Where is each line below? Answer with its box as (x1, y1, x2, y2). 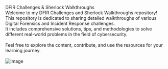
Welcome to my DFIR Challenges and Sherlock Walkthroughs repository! (5, 10, 157, 16)
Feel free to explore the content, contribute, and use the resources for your (5, 42, 163, 48)
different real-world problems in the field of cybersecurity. (5, 31, 128, 37)
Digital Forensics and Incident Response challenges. (5, 20, 115, 26)
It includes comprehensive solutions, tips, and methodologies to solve (5, 26, 152, 32)
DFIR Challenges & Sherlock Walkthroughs (5, 5, 94, 10)
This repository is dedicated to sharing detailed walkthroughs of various (5, 15, 157, 21)
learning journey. (5, 48, 41, 53)
